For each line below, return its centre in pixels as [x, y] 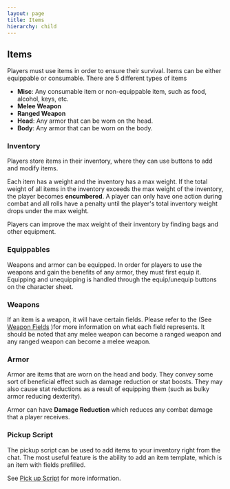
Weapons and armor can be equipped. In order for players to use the [105, 265]
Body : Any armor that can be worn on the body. [85, 128]
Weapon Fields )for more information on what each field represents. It [106, 327]
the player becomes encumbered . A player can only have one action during [115, 197]
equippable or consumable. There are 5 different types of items [97, 78]
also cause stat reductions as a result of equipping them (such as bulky [108, 389]
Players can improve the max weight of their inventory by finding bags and [113, 224]
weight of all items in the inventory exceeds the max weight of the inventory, [115, 189]
